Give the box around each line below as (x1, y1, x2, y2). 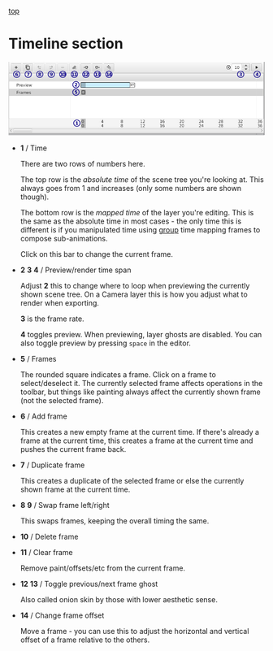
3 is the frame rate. (19, 314, 84, 323)
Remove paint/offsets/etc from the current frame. (19, 563, 185, 573)
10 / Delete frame (19, 532, 79, 542)
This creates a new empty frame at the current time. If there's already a (19, 427, 260, 437)
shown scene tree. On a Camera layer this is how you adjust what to (19, 289, 248, 299)
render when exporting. (19, 298, 100, 308)
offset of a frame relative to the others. (19, 635, 150, 644)
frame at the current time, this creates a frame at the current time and (19, 436, 253, 445)
